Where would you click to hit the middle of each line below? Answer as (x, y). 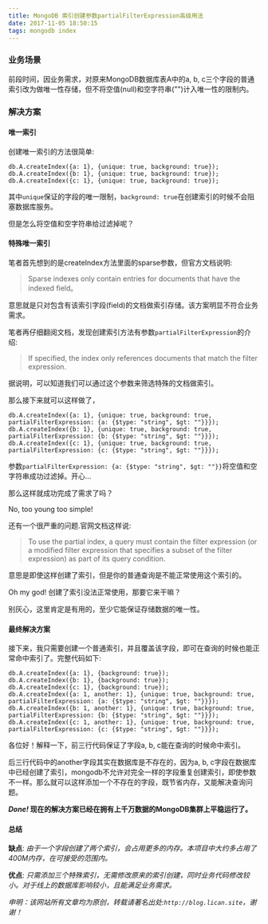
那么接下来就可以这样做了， (54, 400)
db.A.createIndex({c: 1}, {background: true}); (89, 688)
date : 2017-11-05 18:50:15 (53, 23)
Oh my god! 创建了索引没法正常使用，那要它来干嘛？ (95, 592)
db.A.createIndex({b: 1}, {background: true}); (89, 681)
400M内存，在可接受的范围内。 (60, 858)
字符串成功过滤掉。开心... (50, 476)
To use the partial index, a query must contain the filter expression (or (142, 542)
